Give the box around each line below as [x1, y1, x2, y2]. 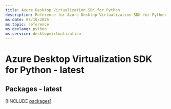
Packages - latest [5, 84, 62, 93]
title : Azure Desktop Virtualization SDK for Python [5, 7, 120, 13]
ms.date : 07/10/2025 [5, 17, 50, 22]
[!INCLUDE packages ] [5, 98, 52, 104]
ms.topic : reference [5, 21, 50, 27]
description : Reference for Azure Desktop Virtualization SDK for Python [5, 12, 166, 17]
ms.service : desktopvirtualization [5, 31, 81, 36]
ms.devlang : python [5, 27, 47, 32]
